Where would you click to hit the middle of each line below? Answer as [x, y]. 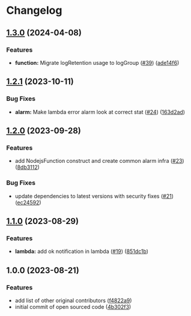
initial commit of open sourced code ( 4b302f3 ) [73, 306]
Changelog [34, 11]
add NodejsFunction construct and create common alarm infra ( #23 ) [99, 161]
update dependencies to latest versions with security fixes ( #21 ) [94, 196]
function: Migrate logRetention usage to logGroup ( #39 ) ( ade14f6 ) [97, 62]
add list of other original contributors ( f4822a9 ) [73, 300]
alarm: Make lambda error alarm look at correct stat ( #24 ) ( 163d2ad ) [100, 112]
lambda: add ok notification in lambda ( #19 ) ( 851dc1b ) [82, 251]
